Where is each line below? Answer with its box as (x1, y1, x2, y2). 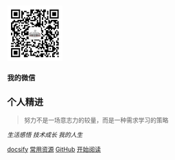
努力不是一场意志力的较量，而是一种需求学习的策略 (23, 115, 169, 124)
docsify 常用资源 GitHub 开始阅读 (7, 145, 102, 153)
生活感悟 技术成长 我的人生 (7, 130, 83, 139)
